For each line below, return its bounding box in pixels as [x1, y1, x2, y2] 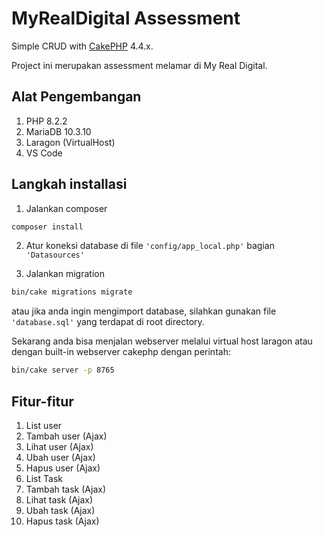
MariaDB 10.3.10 [25, 125, 92, 137]
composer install [11, 222, 84, 232]
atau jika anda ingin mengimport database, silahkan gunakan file [11, 305, 277, 317]
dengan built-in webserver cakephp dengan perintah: [11, 346, 231, 358]
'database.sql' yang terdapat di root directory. [11, 316, 205, 328]
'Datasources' [25, 250, 85, 261]
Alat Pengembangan [11, 88, 142, 106]
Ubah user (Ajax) [25, 452, 96, 463]
